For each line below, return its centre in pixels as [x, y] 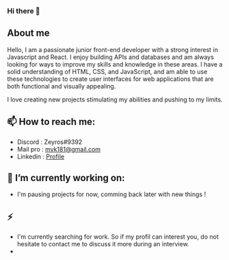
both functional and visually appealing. [62, 86]
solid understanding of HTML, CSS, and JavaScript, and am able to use [107, 71]
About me [28, 33]
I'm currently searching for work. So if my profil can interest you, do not [118, 237]
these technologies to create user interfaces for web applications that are [110, 79]
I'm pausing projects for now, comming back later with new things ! [111, 194]
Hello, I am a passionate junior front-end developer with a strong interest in [113, 49]
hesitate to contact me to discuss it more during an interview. [103, 244]
